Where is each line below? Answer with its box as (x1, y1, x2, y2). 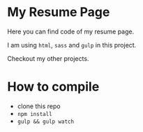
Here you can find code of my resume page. (7, 27, 135, 36)
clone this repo (17, 102, 61, 110)
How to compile (7, 79, 100, 95)
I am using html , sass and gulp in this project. (7, 41, 137, 49)
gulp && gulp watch (17, 118, 75, 125)
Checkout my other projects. (7, 54, 89, 63)
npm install (17, 110, 52, 117)
